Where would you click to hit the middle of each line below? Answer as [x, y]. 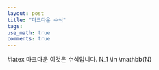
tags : [15, 26]
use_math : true [29, 33]
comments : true [29, 39]
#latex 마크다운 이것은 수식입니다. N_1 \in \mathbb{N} [79, 60]
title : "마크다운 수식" [37, 20]
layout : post [26, 13]
